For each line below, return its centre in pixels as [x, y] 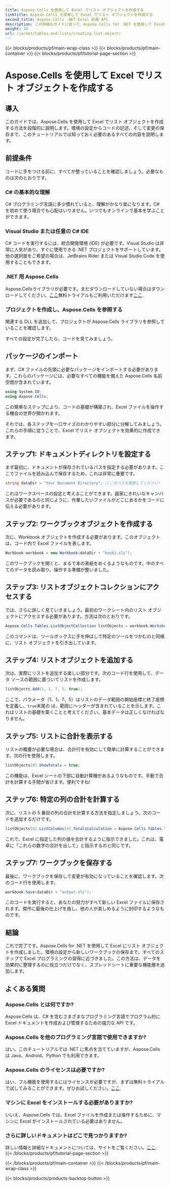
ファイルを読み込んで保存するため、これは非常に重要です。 [76, 474]
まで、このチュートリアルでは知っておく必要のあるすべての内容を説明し [84, 134]
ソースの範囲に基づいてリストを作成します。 [57, 680]
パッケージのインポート [42, 356]
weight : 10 [17, 29]
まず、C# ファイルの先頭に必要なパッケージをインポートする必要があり [80, 369]
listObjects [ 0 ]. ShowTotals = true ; [43, 765]
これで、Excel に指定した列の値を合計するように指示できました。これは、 [82, 839]
